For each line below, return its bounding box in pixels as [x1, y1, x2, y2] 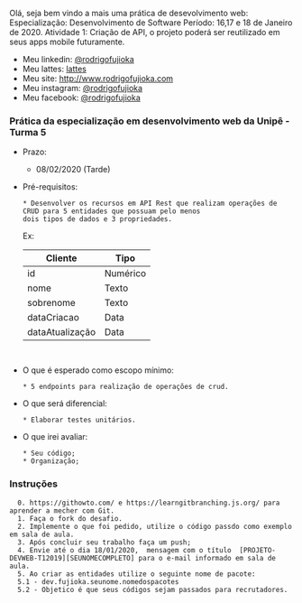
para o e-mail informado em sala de [138, 553, 277, 562]
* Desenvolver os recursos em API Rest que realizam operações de [22, 199, 278, 209]
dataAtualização [26, 326, 96, 339]
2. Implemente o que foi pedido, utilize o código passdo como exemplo [17, 522, 293, 531]
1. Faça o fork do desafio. [17, 514, 124, 523]
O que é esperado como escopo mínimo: [22, 365, 174, 376]
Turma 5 [9, 125, 47, 138]
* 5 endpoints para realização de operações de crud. [22, 383, 229, 392]
